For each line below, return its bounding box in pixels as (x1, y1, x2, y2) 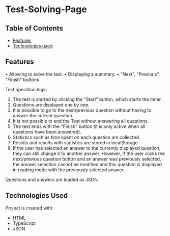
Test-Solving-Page (5, 4, 88, 15)
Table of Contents (5, 24, 64, 33)
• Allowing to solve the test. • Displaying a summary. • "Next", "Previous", (5, 71, 160, 77)
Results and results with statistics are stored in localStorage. (12, 139, 139, 146)
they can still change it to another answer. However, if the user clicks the (12, 150, 165, 156)
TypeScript (12, 220, 36, 226)
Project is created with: (5, 205, 54, 211)
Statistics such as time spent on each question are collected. (12, 134, 140, 140)
